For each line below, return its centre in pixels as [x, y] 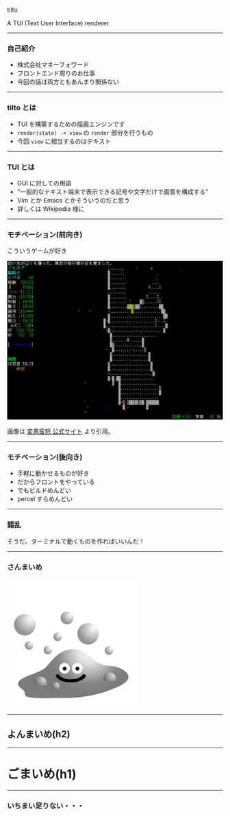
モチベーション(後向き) [45, 457]
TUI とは [21, 167]
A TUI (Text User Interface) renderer [58, 23]
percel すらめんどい [45, 499]
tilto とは [22, 107]
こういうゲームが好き [37, 251]
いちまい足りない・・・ [46, 806]
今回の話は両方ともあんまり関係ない [68, 82]
